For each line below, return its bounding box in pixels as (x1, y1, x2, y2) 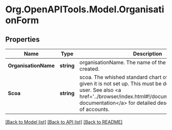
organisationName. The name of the (79, 59, 166, 66)
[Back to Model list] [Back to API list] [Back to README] (5, 119, 123, 125)
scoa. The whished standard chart (79, 73, 162, 81)
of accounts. (79, 106, 110, 113)
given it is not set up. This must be (79, 80, 162, 87)
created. (79, 65, 100, 72)
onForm (5, 14, 39, 26)
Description (133, 50, 162, 57)
